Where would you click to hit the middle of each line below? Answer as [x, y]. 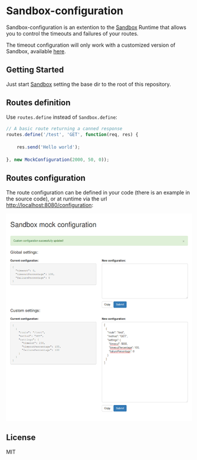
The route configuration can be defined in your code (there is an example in [98, 192]
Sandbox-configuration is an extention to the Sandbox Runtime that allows [96, 27]
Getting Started [35, 70]
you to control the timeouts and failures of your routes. [72, 33]
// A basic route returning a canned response [64, 128]
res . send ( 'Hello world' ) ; [49, 147]
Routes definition [38, 103]
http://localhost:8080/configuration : [50, 205]
